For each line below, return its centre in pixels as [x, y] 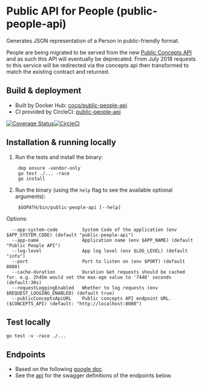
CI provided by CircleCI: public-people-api [68, 112]
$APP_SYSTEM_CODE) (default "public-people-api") [70, 235]
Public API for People [60, 11]
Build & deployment [44, 91]
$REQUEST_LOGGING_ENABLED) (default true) [60, 293]
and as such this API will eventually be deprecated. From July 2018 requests [101, 59]
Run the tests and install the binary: [59, 157]
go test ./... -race [44, 173]
